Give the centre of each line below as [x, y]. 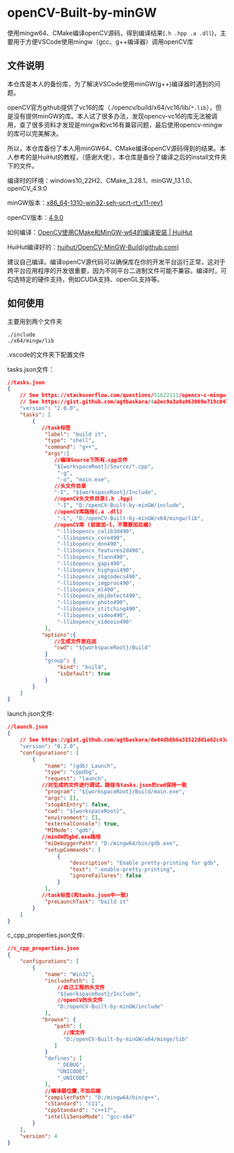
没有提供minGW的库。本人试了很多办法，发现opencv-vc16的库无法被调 [115, 116]
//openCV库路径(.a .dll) [88, 512]
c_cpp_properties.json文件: [46, 935]
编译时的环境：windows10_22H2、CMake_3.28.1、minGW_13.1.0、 [102, 180]
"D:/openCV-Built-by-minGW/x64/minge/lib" [126, 1039]
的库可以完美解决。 [35, 133]
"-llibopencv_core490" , [92, 538]
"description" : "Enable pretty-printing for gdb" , [144, 863]
